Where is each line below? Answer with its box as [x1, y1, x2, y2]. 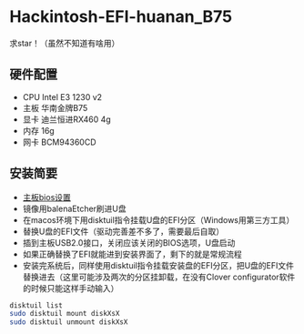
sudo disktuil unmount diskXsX [9, 318, 128, 327]
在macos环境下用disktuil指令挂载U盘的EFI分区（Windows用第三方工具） [22, 214, 295, 225]
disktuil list [9, 300, 64, 310]
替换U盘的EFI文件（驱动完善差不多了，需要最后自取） [22, 226, 225, 237]
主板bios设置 [22, 191, 71, 202]
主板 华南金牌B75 [22, 102, 88, 113]
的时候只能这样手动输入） [22, 282, 119, 293]
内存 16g [22, 125, 55, 136]
